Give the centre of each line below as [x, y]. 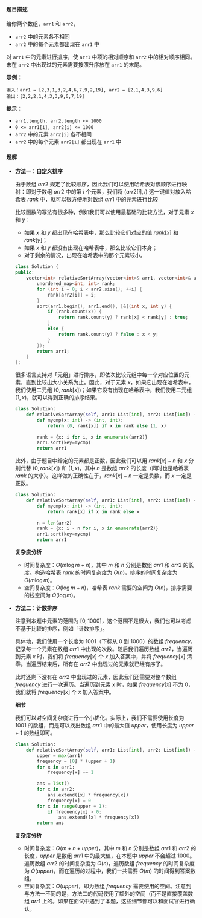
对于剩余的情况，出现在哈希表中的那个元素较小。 [85, 255]
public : [24, 272]
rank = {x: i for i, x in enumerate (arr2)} [92, 437]
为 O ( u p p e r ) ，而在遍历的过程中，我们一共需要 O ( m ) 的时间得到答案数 [110, 871]
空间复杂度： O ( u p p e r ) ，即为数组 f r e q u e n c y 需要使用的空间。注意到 [108, 886]
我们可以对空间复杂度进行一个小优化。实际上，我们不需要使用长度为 [99, 718]
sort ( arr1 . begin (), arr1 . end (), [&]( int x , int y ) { [105, 306]
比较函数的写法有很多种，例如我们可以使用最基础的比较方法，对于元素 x [104, 212]
